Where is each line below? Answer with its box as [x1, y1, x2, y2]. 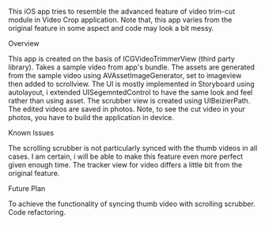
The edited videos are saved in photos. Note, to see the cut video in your [8, 104, 245, 114]
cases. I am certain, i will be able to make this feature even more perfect [8, 152, 244, 161]
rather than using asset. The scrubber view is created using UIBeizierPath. [8, 96, 251, 105]
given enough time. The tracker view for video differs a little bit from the [8, 160, 243, 169]
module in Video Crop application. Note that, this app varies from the [8, 15, 233, 24]
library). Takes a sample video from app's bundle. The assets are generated [8, 62, 256, 72]
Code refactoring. [8, 208, 66, 216]
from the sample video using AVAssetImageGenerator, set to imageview [8, 71, 242, 80]
